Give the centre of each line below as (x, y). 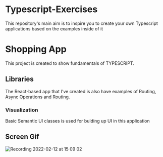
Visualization (22, 110)
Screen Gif (22, 137)
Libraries (19, 79)
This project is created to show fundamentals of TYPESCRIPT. (70, 63)
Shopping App (36, 49)
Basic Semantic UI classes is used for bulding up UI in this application (77, 121)
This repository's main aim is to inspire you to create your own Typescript (82, 23)
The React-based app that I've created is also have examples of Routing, (81, 91)
